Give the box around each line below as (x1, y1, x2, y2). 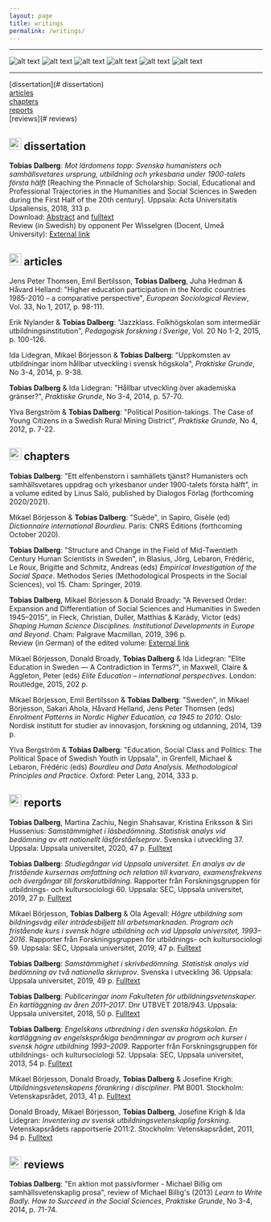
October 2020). (9, 529, 61, 539)
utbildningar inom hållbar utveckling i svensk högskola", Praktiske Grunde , (9, 359, 256, 368)
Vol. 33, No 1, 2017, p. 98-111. (9, 302, 105, 311)
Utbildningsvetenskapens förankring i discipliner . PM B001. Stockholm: (9, 1082, 244, 1092)
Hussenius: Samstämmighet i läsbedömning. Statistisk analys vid (9, 826, 226, 836)
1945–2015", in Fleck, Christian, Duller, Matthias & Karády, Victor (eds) (9, 612, 240, 622)
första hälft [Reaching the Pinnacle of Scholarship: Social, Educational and (9, 178, 256, 188)
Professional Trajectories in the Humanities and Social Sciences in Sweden (9, 186, 257, 196)
